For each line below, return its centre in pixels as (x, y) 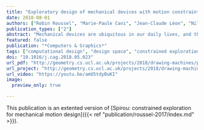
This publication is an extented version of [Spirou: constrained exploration (99, 108)
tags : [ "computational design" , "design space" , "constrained (87, 52)
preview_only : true (36, 86)
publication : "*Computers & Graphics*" (57, 46)
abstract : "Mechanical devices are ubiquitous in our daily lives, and (99, 35)
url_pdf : (17, 63)
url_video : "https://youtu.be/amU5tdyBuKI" (62, 74)
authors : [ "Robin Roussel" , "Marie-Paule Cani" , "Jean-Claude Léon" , (96, 23)
